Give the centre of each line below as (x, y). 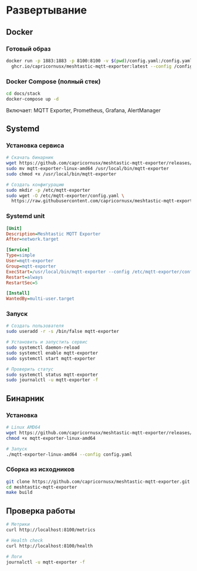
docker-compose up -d (33, 99)
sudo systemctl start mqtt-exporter (51, 358)
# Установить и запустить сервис (47, 342)
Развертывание (46, 10)
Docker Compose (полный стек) (53, 81)
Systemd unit (26, 216)
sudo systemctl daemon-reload (43, 348)
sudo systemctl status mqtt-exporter (52, 375)
